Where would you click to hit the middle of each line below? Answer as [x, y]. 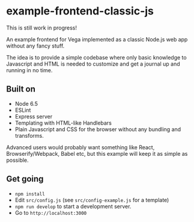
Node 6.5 [26, 103]
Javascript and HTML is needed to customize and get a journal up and [93, 64]
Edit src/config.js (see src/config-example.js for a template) [92, 200]
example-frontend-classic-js [80, 11]
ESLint [23, 110]
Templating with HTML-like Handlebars [63, 123]
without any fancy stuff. [35, 46]
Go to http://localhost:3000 [51, 212]
